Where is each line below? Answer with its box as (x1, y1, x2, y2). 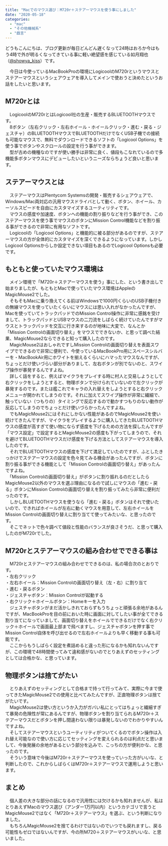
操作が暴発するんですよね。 (9, 367, 67, 373)
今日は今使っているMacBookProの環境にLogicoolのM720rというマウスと (9, 68, 159, 74)
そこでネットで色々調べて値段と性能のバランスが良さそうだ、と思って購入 (9, 524, 163, 530)
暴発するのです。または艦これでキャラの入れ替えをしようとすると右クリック (5, 386, 163, 392)
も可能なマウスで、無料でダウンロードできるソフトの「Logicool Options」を (5, 136, 163, 142)
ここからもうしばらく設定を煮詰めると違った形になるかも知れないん (9, 642, 150, 648)
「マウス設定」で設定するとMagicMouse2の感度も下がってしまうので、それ (5, 430, 162, 436)
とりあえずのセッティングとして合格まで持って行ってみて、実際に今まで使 (9, 686, 162, 692)
